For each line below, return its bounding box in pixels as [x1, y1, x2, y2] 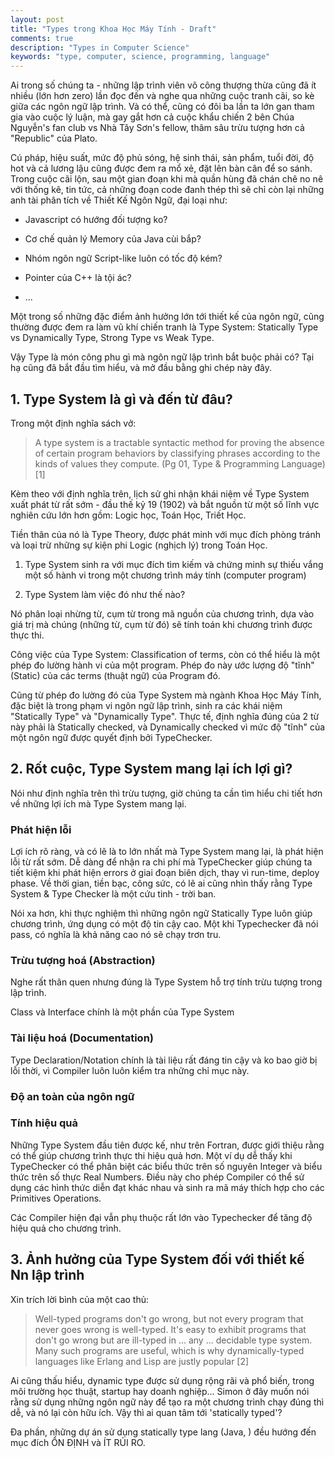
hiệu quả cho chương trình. [10, 1222, 122, 1234]
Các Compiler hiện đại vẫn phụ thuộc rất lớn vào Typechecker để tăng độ [10, 1211, 313, 1223]
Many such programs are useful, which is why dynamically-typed [34, 1344, 305, 1356]
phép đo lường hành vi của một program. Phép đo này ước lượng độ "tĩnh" [10, 659, 315, 671]
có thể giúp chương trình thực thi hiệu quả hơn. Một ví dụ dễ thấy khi [10, 1149, 293, 1161]
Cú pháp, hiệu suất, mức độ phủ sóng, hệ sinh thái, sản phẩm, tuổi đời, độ [10, 152, 315, 164]
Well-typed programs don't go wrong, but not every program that [34, 1312, 304, 1325]
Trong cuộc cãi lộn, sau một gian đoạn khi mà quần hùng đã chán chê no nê [10, 173, 324, 185]
